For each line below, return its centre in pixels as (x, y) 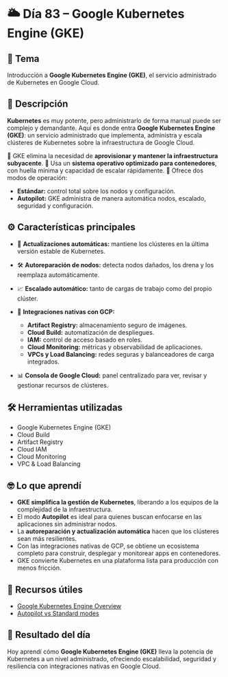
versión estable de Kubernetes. (61, 251)
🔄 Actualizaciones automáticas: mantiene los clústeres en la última (113, 244)
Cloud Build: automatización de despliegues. (91, 332)
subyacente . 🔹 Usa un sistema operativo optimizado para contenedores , (112, 163)
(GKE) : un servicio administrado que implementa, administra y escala (105, 135)
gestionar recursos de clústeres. (63, 385)
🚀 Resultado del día (49, 635)
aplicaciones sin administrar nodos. (67, 524)
